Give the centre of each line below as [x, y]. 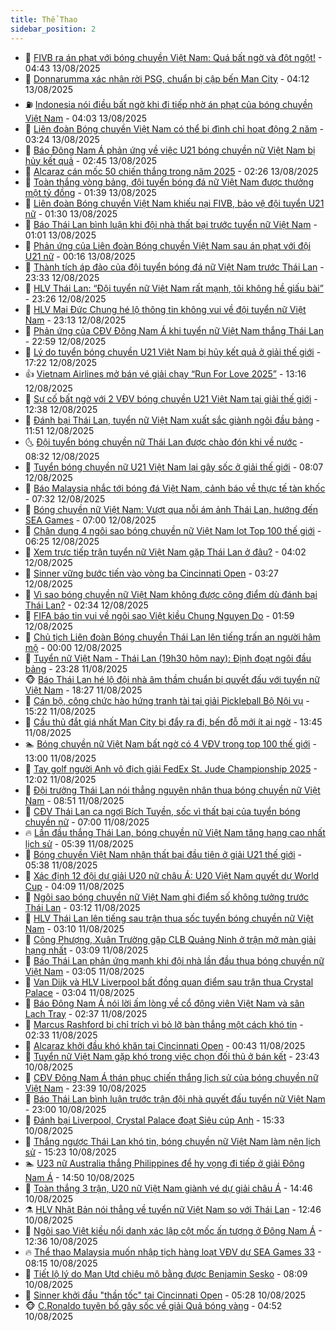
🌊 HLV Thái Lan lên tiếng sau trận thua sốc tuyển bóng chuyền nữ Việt [169, 918]
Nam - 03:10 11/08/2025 [74, 928]
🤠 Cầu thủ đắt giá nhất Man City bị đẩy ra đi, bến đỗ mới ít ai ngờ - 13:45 [173, 722]
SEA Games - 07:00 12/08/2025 [90, 520]
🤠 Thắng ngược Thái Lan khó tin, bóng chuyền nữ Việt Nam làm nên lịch [172, 1141]
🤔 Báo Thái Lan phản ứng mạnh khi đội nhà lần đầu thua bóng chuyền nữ [174, 960]
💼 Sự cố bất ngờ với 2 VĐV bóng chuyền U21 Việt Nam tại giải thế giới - [171, 398]
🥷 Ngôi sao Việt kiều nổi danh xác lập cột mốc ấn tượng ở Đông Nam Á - [173, 1230]
